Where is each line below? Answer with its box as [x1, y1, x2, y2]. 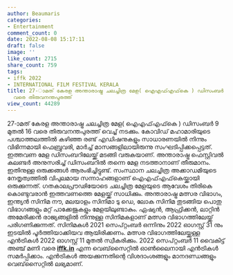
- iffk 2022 [7, 74, 41, 82]
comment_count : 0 [7, 29, 57, 37]
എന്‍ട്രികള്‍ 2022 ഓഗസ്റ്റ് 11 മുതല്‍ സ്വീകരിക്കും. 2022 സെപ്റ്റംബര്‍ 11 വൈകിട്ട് [7, 236, 225, 245]
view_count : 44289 [7, 100, 60, 107]
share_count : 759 [7, 62, 57, 69]
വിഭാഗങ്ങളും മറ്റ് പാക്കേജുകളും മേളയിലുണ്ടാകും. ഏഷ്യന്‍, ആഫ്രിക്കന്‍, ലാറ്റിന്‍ [7, 205, 220, 213]
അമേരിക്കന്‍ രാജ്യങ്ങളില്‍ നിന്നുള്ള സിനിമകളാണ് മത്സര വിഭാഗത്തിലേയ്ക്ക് [7, 213, 213, 221]
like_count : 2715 [7, 55, 57, 62]
